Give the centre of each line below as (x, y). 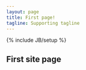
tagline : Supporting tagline (43, 23)
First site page (34, 59)
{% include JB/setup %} (36, 40)
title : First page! (31, 17)
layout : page (23, 12)
